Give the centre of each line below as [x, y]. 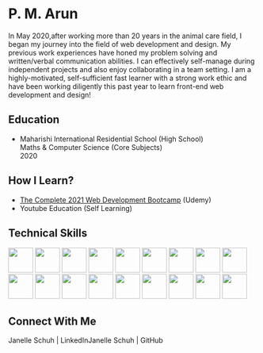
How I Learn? [41, 180]
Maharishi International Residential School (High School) [111, 139]
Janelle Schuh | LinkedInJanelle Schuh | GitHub [86, 340]
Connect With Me [52, 321]
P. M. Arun [43, 14]
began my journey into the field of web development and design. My [120, 44]
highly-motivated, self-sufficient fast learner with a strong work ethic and [128, 78]
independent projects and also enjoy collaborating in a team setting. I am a [130, 69]
